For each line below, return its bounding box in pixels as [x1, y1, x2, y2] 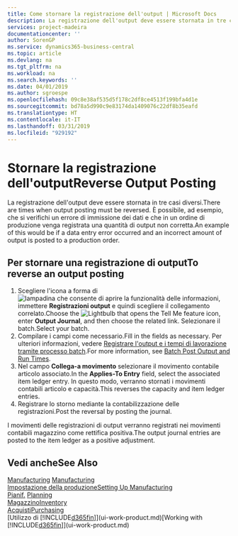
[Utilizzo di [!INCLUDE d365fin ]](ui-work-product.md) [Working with [7, 513, 203, 522]
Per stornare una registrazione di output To [7, 256, 199, 268]
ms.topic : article [7, 50, 62, 58]
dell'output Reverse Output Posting [7, 175, 217, 191]
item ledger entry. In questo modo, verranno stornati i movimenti [17, 377, 206, 385]
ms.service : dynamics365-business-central [7, 43, 135, 50]
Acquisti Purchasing [7, 505, 64, 514]
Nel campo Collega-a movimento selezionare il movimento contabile [17, 362, 220, 371]
